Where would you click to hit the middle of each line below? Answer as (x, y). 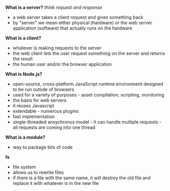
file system (24, 167)
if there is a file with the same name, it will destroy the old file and (81, 178)
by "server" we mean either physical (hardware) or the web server (82, 23)
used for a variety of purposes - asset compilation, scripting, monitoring (88, 95)
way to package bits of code (43, 147)
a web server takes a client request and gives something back (78, 17)
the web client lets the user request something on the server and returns (89, 53)
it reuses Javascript (33, 106)
